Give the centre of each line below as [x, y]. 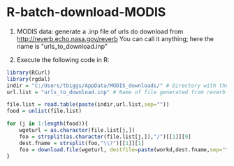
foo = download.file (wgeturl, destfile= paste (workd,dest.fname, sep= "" [124, 150]
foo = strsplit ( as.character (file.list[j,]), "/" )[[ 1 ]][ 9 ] [105, 137]
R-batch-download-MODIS [86, 12]
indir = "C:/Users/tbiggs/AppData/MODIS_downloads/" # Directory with [111, 85]
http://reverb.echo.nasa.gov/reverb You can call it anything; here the [115, 38]
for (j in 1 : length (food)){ [47, 124]
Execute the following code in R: [63, 59]
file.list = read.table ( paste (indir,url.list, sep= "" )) [88, 105]
